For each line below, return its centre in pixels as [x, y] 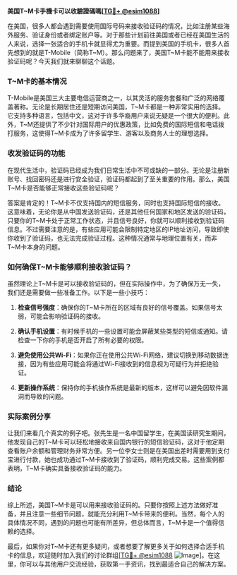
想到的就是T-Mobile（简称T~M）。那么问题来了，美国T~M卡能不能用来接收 [121, 53]
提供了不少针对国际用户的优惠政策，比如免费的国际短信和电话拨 [131, 125]
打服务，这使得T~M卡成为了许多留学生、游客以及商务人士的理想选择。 [110, 133]
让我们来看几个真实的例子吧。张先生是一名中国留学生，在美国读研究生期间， [119, 433]
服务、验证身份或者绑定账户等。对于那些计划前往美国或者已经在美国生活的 [121, 35]
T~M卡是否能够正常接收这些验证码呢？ [63, 188]
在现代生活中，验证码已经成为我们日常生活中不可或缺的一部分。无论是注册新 [119, 170]
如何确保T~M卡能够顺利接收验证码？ [69, 267]
